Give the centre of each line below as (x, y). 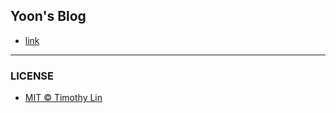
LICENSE (32, 76)
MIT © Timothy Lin (63, 98)
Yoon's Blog (48, 16)
